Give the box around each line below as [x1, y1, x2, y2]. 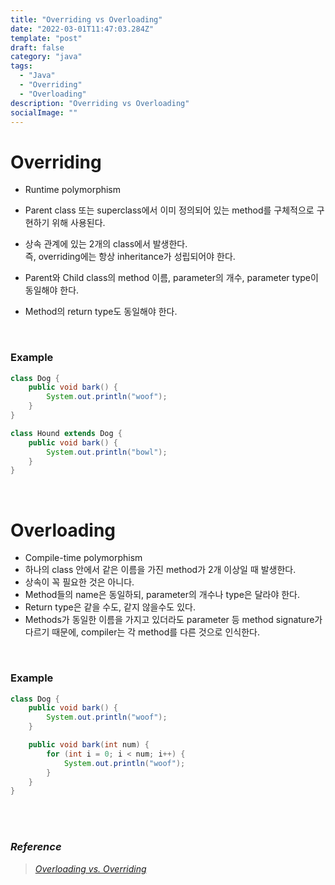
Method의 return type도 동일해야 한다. [24, 306, 178, 318]
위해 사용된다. [51, 217, 106, 229]
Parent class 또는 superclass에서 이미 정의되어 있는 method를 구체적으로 [24, 204, 315, 216]
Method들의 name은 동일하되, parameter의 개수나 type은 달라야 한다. [24, 589, 301, 601]
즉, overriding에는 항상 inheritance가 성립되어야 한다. [24, 251, 236, 263]
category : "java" [10, 52, 83, 62]
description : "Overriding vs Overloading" [10, 98, 190, 108]
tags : [10, 61, 33, 71]
